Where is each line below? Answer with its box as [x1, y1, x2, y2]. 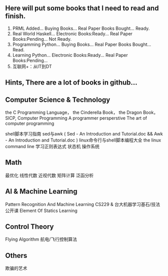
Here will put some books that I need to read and [5, 4, 159, 13]
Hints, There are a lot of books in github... [5, 78, 138, 87]
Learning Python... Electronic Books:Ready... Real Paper [12, 52, 128, 58]
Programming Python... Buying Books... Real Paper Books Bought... [12, 41, 151, 47]
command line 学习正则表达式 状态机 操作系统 [5, 144, 100, 150]
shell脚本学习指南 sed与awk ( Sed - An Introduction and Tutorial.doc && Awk [5, 131, 163, 137]
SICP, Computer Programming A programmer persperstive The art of [5, 115, 147, 121]
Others [5, 251, 28, 260]
